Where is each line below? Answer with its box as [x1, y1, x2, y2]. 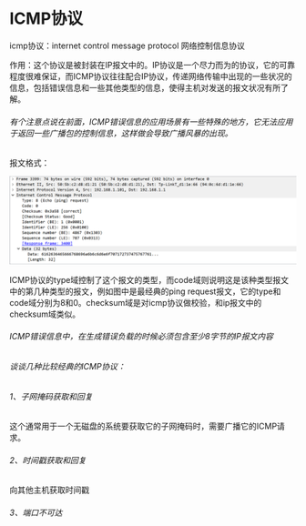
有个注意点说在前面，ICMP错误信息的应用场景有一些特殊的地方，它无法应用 [9, 116, 293, 127]
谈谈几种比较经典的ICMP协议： [9, 360, 126, 371]
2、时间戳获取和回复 [9, 454, 87, 465]
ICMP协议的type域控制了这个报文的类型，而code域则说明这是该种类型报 [9, 274, 281, 285]
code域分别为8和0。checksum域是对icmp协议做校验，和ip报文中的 [9, 297, 262, 308]
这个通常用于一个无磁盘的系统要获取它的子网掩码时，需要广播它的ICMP [9, 420, 278, 432]
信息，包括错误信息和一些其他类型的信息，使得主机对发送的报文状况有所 [9, 82, 280, 93]
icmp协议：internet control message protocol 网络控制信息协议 [9, 40, 246, 51]
